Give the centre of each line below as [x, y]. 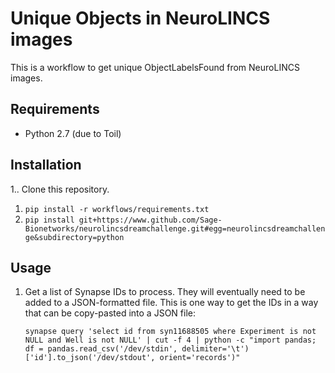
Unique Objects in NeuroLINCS [140, 18]
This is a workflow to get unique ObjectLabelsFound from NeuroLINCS [155, 67]
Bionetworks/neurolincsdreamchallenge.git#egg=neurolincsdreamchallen [175, 228]
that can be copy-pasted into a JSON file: [110, 313]
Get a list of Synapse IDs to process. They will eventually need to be [165, 292]
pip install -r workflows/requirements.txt [117, 209]
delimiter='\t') [215, 349]
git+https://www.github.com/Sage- [150, 220]
